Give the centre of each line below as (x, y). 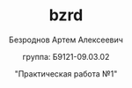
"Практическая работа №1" (66, 73)
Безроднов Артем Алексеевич (66, 40)
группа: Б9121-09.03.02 (66, 56)
